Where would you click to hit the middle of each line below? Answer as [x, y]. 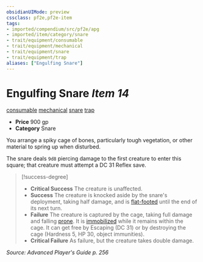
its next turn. [46, 208]
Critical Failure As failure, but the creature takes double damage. [112, 241]
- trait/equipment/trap [37, 57]
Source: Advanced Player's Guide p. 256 [57, 253]
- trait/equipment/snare [38, 52]
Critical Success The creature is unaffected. [86, 189]
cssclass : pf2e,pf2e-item [39, 18]
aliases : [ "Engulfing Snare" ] [45, 63]
